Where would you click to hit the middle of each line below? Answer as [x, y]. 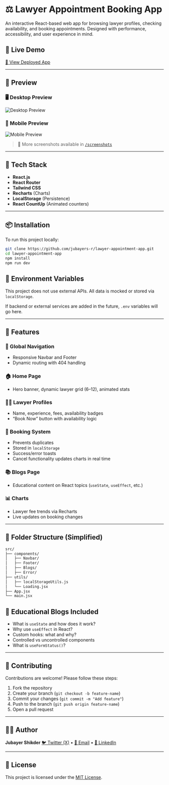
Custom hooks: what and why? [45, 634]
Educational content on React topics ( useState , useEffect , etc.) [78, 485]
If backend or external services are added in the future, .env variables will [82, 306]
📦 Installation [28, 225]
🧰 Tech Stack [26, 165]
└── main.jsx [19, 596]
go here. [14, 311]
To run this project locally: [32, 240]
